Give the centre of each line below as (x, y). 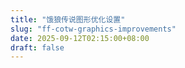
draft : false (37, 47)
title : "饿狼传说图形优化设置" (68, 19)
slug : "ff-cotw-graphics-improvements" (93, 29)
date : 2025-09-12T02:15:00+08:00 (80, 38)
